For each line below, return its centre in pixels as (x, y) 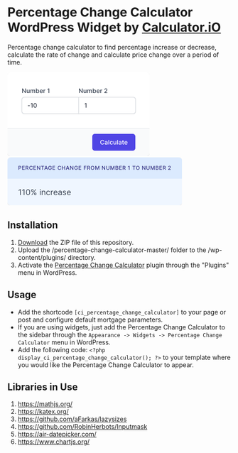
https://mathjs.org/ (45, 404)
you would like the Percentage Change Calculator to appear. (106, 365)
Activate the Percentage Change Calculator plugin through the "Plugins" (123, 265)
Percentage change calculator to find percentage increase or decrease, (112, 47)
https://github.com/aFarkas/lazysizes (72, 419)
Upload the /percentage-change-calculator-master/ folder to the (112, 250)
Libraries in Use (43, 387)
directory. (81, 257)
